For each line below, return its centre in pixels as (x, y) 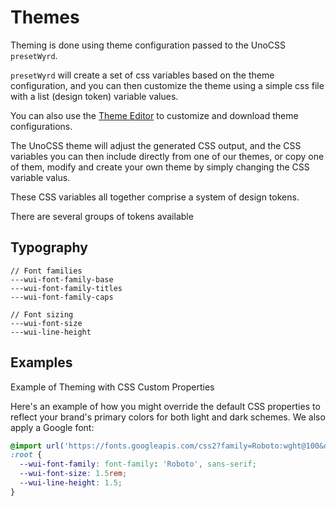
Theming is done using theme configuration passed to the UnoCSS (148, 45)
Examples (41, 362)
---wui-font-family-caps (62, 297)
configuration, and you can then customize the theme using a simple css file (167, 85)
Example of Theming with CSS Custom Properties (112, 387)
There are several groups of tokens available (102, 216)
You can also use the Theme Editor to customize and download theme (154, 115)
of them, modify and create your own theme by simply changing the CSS (160, 167)
